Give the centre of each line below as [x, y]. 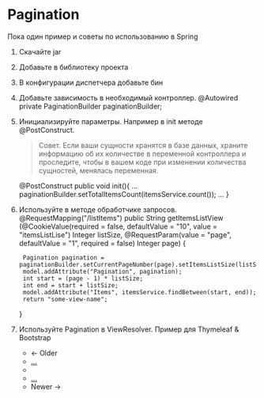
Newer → [45, 386]
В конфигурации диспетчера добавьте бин [91, 82]
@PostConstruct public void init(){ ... [78, 186]
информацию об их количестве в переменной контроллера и [142, 154]
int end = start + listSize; [71, 285]
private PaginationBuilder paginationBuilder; [91, 106]
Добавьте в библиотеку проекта [74, 67]
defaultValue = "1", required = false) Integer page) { [102, 243]
